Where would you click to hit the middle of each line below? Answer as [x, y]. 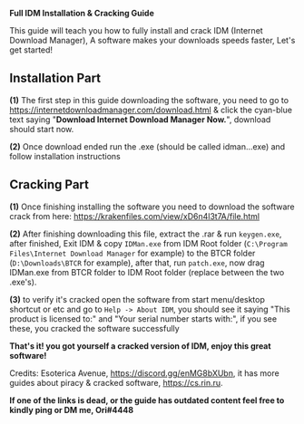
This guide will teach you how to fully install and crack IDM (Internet [136, 30]
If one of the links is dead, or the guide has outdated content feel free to [147, 400]
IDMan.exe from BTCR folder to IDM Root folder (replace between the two [147, 272]
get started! [31, 50]
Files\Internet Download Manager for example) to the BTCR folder [132, 253]
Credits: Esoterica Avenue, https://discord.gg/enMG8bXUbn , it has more [144, 373]
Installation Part [55, 78]
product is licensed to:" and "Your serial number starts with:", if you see [143, 318]
